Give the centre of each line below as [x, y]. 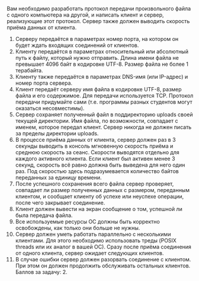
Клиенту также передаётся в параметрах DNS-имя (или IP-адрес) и [102, 77]
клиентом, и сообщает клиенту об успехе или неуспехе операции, [99, 196]
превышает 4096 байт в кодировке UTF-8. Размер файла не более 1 [102, 64]
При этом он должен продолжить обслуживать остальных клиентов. [103, 266]
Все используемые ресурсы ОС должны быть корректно [88, 221]
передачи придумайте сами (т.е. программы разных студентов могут [104, 102]
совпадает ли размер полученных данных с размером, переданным [102, 190]
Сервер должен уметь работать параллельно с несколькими [93, 234]
